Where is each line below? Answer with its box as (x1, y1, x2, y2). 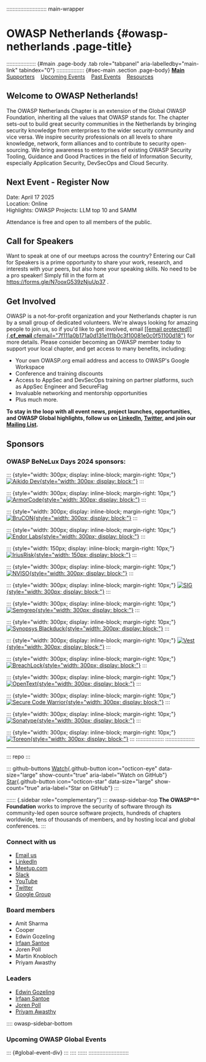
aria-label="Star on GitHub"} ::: (40, 784, 120, 791)
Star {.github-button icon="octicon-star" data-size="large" (6, 777, 154, 785)
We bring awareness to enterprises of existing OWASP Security (31, 146, 192, 153)
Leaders (6, 974, 32, 983)
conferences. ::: (6, 822, 46, 829)
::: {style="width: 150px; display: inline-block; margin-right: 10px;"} (6, 544, 175, 552)
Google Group (15, 891, 51, 898)
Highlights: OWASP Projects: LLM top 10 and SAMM (6, 206, 137, 214)
